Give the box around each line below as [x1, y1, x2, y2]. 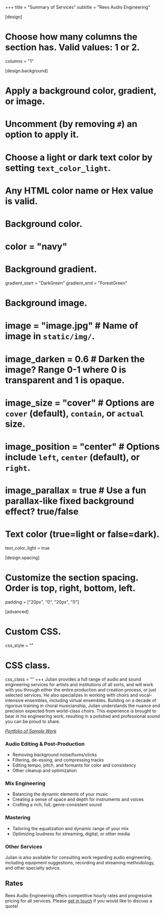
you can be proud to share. [5, 718, 60, 724]
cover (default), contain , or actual [5, 408, 144, 419]
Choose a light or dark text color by [5, 151, 153, 163]
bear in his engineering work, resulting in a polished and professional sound [5, 713, 160, 719]
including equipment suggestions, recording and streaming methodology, [5, 860, 155, 866]
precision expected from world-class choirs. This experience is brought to [5, 707, 157, 714]
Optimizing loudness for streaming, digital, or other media [12, 831, 130, 837]
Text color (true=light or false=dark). [5, 529, 160, 540]
